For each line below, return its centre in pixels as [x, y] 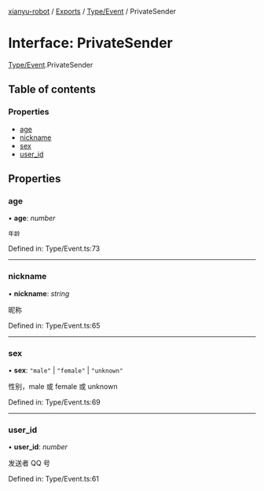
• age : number [32, 218]
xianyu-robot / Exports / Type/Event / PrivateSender [92, 11]
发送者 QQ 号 [29, 464]
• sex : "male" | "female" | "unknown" [66, 370]
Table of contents [52, 90]
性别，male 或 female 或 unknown [63, 386]
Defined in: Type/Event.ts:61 [54, 479]
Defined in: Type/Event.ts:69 [54, 402]
